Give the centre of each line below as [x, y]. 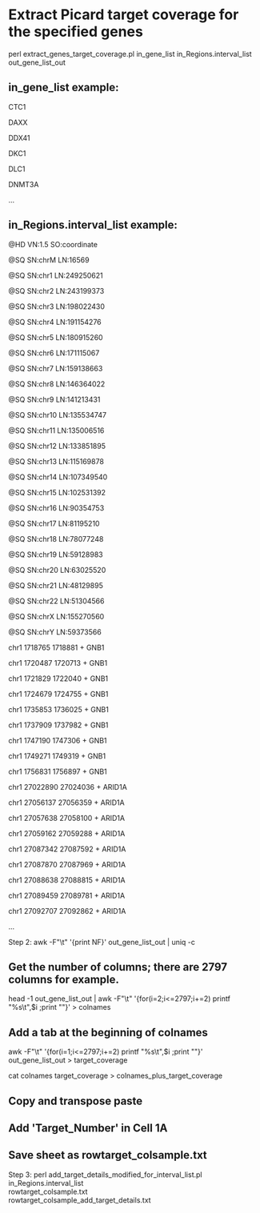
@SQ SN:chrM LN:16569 [49, 260]
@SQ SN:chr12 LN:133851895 [57, 446]
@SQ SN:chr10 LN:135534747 [57, 414]
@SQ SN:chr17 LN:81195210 [54, 523]
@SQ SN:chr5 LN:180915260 [56, 337]
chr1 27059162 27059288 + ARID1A [67, 833]
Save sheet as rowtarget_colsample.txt [108, 1155]
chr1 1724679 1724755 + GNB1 [58, 694]
